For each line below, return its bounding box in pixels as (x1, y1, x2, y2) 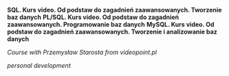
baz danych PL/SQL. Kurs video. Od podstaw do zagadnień (7, 13, 179, 21)
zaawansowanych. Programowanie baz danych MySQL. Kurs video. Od (7, 21, 215, 28)
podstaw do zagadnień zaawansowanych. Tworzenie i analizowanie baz (7, 27, 218, 36)
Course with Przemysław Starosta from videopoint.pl (7, 48, 157, 56)
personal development (7, 62, 71, 69)
